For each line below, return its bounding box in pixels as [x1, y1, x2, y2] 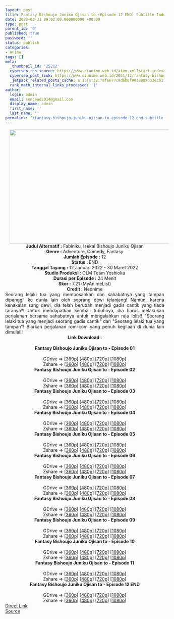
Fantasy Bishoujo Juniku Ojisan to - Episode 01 [34, 345, 135, 351]
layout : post [5, 7, 33, 13]
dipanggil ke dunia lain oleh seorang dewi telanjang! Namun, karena [5, 297, 164, 303]
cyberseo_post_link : [10, 73, 53, 78]
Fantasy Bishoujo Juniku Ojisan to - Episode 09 [34, 516, 135, 523]
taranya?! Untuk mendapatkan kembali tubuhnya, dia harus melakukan [5, 307, 164, 313]
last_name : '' [10, 111, 39, 116]
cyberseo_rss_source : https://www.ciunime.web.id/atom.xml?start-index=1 [10, 69, 168, 74]
